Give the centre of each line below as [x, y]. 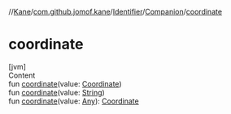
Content [22, 75]
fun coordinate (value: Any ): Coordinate [74, 101]
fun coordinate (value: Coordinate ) [65, 83]
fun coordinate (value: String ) [57, 92]
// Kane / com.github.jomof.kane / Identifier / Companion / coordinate [115, 12]
